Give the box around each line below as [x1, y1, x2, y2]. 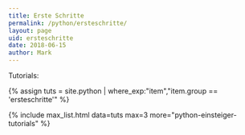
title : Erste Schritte [8, 11, 84, 20]
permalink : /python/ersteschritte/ [8, 19, 128, 27]
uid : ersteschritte [8, 34, 74, 42]
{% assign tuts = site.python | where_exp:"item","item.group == [8, 86, 218, 96]
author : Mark [8, 49, 52, 57]
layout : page [8, 26, 52, 34]
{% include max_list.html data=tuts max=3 [8, 110, 149, 120]
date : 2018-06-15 [8, 42, 67, 50]
